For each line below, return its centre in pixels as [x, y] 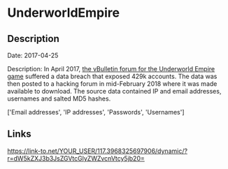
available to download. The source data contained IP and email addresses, [114, 91]
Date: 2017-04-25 [33, 55]
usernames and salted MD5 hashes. [59, 98]
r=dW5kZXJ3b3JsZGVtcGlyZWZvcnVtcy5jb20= [76, 158]
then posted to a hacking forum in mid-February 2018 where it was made [112, 84]
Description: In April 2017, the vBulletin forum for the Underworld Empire [111, 69]
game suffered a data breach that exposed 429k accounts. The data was [112, 76]
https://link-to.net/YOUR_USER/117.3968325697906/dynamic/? [97, 151]
